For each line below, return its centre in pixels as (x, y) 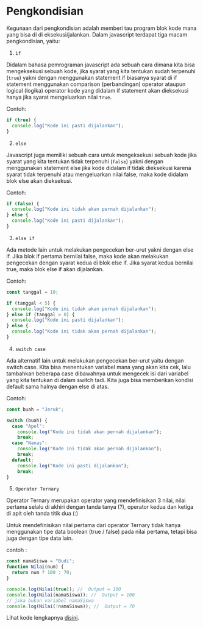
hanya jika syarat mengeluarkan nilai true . (59, 97)
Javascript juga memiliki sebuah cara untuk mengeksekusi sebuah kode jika (101, 155)
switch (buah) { (27, 420)
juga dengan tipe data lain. (40, 538)
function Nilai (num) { (35, 567)
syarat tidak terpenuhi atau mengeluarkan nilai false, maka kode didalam (97, 174)
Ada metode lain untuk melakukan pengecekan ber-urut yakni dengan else (100, 250)
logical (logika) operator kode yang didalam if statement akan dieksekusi (98, 90)
